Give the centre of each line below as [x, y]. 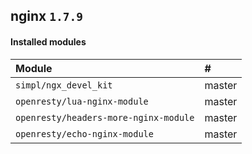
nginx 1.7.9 [46, 16]
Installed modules [48, 41]
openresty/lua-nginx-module [82, 101]
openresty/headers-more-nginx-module [105, 117]
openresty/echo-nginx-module [84, 133]
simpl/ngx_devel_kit [64, 85]
